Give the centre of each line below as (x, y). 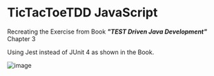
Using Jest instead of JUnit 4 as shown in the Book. (81, 52)
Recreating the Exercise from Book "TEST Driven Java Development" (107, 31)
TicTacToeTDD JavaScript (82, 13)
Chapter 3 (21, 38)
